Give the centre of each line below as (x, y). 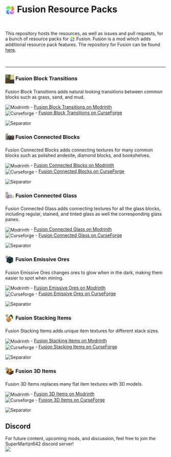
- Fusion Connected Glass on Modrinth (71, 229)
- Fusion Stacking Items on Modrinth (68, 341)
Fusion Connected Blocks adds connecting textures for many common (79, 150)
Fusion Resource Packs (67, 9)
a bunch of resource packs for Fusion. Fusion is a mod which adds (78, 39)
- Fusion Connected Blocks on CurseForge (80, 171)
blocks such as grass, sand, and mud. (45, 97)
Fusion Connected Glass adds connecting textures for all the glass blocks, (83, 209)
